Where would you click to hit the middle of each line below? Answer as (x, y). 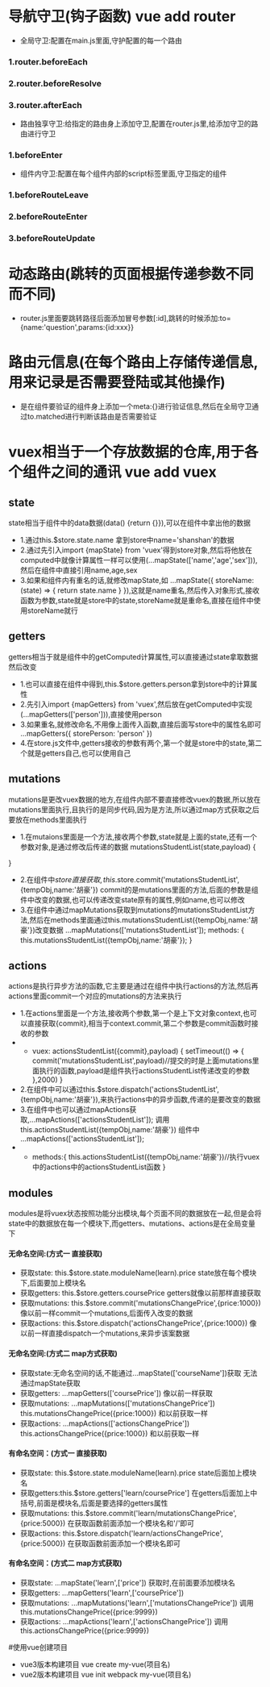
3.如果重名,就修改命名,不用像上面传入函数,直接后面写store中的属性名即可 (141, 724)
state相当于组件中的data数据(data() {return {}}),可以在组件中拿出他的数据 (130, 523)
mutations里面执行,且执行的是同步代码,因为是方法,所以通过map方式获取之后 (134, 809)
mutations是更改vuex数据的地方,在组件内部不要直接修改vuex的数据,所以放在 (135, 799)
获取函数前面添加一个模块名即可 (128, 1543)
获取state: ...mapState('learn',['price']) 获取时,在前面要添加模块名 (127, 1583)
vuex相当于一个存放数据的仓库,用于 (126, 452)
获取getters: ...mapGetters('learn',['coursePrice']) (102, 1593)
